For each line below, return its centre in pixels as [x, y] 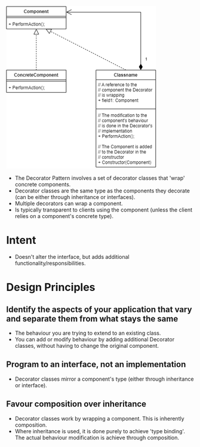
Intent [21, 241]
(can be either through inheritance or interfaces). [75, 197]
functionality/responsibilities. [50, 263]
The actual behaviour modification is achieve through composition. [97, 437]
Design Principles [51, 287]
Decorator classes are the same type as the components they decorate [102, 191]
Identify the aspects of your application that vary [99, 309]
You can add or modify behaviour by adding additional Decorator [95, 339]
